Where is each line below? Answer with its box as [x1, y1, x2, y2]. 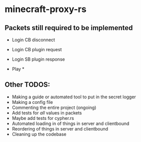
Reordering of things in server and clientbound [11, 125, 108, 131]
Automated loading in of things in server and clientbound [11, 120, 129, 126]
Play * [11, 66, 24, 72]
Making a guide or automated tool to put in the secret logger [11, 94, 136, 100]
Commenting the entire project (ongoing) [11, 104, 96, 110]
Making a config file [11, 99, 53, 105]
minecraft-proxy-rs [4, 4, 87, 15]
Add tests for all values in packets [11, 109, 82, 116]
